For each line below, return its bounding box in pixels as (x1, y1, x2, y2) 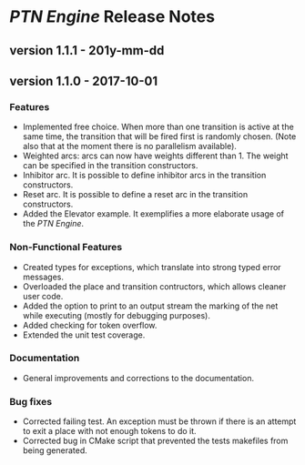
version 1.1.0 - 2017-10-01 (9, 73, 158, 88)
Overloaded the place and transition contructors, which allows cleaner (22, 280, 287, 292)
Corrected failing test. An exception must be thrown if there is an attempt (22, 416, 297, 427)
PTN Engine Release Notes (9, 6, 216, 27)
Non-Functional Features (9, 241, 123, 254)
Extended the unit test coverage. (22, 329, 146, 340)
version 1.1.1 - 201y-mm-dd (9, 43, 165, 58)
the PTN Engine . (22, 218, 85, 229)
